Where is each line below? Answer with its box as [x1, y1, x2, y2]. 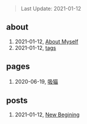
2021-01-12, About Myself [14, 38, 79, 45]
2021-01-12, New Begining [14, 111, 80, 118]
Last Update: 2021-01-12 [20, 5, 82, 12]
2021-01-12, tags [14, 44, 57, 51]
